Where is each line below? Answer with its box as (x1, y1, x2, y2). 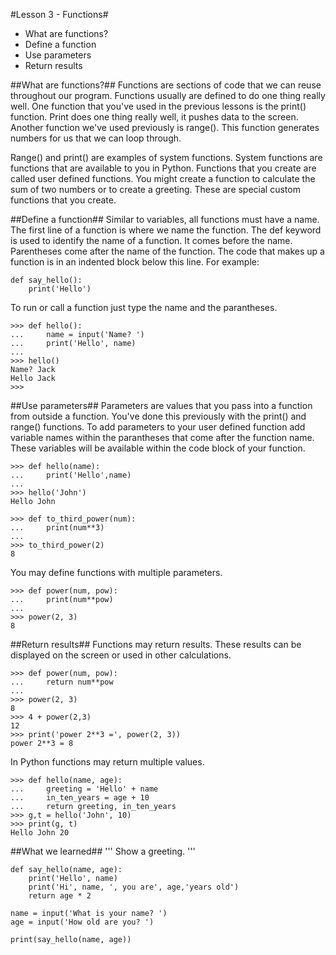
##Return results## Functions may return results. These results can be (10, 639, 302, 650)
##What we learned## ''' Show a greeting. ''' (10, 845, 196, 857)
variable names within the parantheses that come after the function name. (10, 432, 315, 443)
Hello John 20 (10, 828, 70, 838)
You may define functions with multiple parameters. (10, 567, 223, 578)
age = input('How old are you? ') (10, 917, 155, 927)
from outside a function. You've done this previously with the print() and (10, 410, 307, 422)
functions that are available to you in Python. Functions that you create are (10, 162, 317, 174)
